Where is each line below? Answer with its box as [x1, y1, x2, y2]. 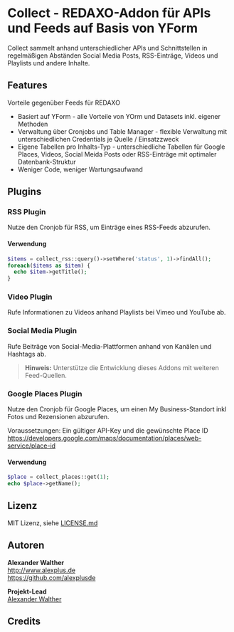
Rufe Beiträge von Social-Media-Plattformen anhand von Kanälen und [7, 342, 212, 350]
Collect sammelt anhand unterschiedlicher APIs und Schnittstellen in [7, 43, 208, 52]
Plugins [7, 186, 42, 198]
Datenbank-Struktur [17, 157, 76, 166]
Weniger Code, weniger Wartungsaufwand [17, 165, 144, 174]
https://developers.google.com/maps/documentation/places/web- [7, 434, 202, 443]
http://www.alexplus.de [7, 566, 76, 574]
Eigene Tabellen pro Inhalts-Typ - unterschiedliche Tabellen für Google [17, 142, 225, 151]
